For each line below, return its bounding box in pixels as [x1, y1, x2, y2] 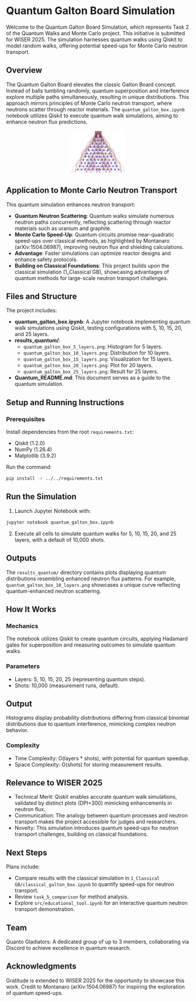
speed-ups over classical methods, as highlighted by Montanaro [14, 237, 170, 244]
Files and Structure [6, 292, 77, 302]
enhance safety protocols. [14, 256, 78, 263]
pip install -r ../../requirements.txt [6, 476, 104, 481]
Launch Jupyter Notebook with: [14, 507, 91, 514]
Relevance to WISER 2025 [6, 778, 103, 788]
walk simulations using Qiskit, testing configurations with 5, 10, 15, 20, [14, 324, 183, 331]
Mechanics [6, 622, 39, 630]
